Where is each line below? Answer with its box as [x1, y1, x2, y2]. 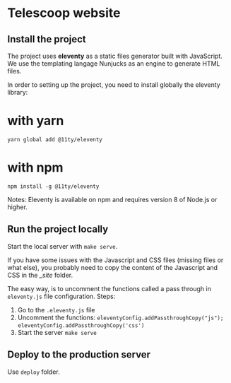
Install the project [7, 33, 86, 45]
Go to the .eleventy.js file [17, 305, 95, 314]
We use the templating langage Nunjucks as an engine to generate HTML [7, 59, 220, 68]
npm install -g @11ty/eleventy [7, 182, 100, 190]
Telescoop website [7, 5, 121, 21]
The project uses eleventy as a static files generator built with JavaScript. [7, 52, 223, 60]
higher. [7, 203, 28, 211]
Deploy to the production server [7, 348, 150, 361]
